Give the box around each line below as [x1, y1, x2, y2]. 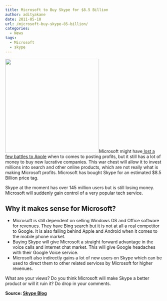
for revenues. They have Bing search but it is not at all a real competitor [12, 223, 160, 229]
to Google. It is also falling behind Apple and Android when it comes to [12, 228, 157, 234]
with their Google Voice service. [12, 249, 78, 256]
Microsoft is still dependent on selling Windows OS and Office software [12, 218, 159, 224]
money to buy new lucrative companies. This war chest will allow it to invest [5, 159, 161, 165]
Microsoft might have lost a [99, 148, 155, 154]
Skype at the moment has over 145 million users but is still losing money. [5, 184, 154, 191]
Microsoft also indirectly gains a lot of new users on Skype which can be [12, 255, 162, 261]
